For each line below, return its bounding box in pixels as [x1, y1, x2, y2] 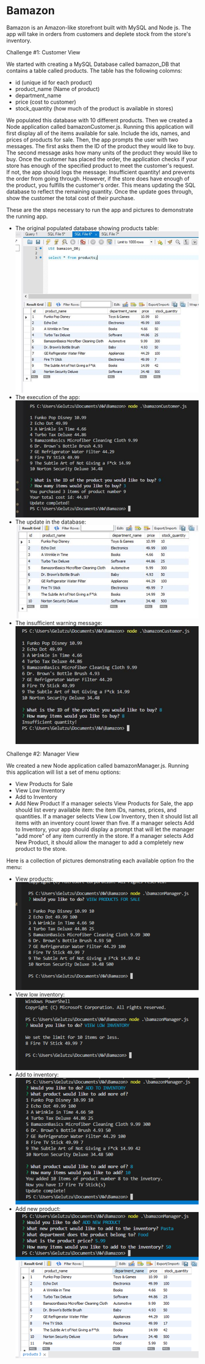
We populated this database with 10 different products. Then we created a [6, 117, 193, 124]
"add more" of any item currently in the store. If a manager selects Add [15, 832, 194, 839]
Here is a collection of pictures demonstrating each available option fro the [6, 857, 195, 864]
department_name [15, 92, 62, 99]
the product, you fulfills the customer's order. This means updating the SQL [6, 181, 196, 189]
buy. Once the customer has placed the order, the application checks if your [6, 155, 198, 162]
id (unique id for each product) [15, 79, 93, 86]
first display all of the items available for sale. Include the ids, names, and [6, 129, 190, 137]
